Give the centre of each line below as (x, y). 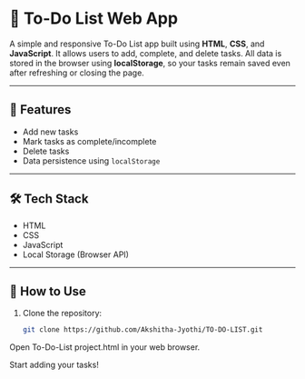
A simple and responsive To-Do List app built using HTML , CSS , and (137, 44)
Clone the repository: (62, 314)
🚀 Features (40, 110)
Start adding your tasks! (54, 365)
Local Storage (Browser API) (76, 254)
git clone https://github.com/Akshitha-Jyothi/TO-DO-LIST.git (143, 330)
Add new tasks (50, 132)
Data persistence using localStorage (91, 160)
